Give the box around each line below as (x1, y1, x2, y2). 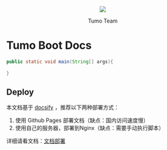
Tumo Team (87, 17, 118, 24)
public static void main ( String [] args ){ (6, 59, 114, 65)
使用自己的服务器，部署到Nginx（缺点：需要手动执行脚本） (15, 124, 165, 132)
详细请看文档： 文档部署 (6, 137, 65, 145)
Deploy (6, 87, 34, 97)
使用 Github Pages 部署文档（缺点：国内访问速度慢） (15, 116, 149, 124)
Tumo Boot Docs (6, 38, 92, 52)
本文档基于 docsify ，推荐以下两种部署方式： (6, 104, 119, 111)
